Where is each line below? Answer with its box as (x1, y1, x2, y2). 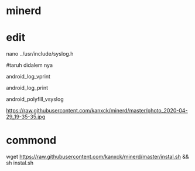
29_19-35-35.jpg (6, 113, 46, 121)
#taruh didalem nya (6, 61, 53, 69)
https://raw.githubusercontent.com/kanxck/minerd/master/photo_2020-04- (6, 107, 189, 114)
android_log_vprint (6, 73, 51, 80)
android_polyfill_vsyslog (6, 95, 64, 103)
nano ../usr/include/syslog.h (6, 50, 74, 57)
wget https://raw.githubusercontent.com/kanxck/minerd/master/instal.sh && (6, 153, 189, 160)
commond (6, 134, 57, 147)
